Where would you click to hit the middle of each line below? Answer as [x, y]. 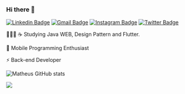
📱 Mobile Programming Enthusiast [47, 48]
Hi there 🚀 [21, 10]
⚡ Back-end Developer [34, 60]
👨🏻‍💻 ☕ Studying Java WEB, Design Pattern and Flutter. [73, 35]
